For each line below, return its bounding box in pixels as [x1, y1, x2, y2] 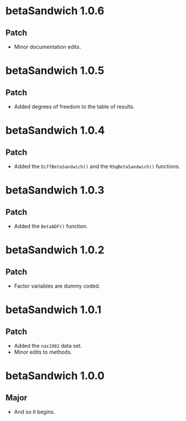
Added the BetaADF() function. [14, 223, 88, 230]
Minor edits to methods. [14, 348, 72, 355]
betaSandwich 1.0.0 [5, 369, 105, 383]
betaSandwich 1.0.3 [5, 184, 105, 197]
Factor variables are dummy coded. [14, 282, 101, 289]
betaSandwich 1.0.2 [5, 243, 105, 257]
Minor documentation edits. [14, 43, 81, 50]
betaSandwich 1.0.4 [5, 124, 105, 137]
